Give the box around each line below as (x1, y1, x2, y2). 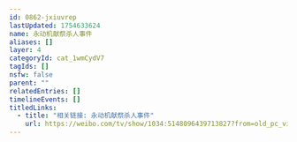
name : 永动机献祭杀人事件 (9, 29, 93, 38)
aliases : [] (9, 37, 53, 47)
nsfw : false (9, 71, 53, 79)
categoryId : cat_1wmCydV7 (9, 54, 104, 63)
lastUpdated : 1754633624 (9, 21, 101, 30)
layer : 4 (9, 46, 42, 55)
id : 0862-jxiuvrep (9, 12, 77, 22)
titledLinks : (9, 103, 57, 112)
